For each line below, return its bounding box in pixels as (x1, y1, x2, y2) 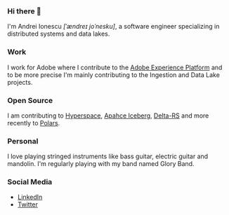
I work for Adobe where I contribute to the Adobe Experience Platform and (7, 63, 223, 71)
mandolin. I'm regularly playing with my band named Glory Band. (7, 160, 195, 168)
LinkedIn (17, 193, 43, 202)
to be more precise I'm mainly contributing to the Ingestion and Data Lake (7, 70, 220, 79)
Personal (7, 136, 39, 146)
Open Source (7, 95, 53, 105)
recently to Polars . (7, 118, 60, 127)
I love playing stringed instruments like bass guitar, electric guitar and (7, 152, 209, 160)
